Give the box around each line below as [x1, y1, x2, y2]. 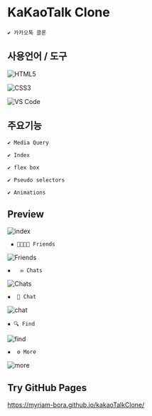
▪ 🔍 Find [7, 321, 36, 328]
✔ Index [7, 151, 31, 159]
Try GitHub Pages [7, 382, 87, 394]
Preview [7, 208, 45, 220]
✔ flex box [7, 164, 40, 171]
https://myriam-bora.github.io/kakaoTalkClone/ [7, 400, 145, 410]
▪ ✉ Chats [7, 267, 43, 274]
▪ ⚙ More [7, 348, 37, 356]
